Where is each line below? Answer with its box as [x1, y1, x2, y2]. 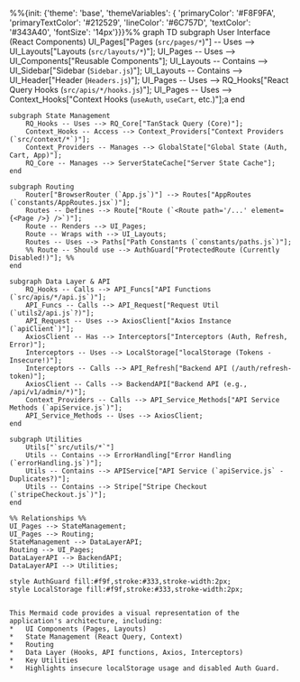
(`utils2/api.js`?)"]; [9, 309, 95, 318]
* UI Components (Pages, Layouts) [9, 624, 147, 633]
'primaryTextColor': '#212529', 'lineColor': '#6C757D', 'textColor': [9, 17, 251, 28]
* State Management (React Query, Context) [9, 632, 183, 641]
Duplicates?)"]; [9, 475, 70, 484]
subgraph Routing [9, 182, 75, 191]
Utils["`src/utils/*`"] [25, 443, 115, 452]
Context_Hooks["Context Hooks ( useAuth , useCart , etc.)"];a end [9, 94, 245, 105]
